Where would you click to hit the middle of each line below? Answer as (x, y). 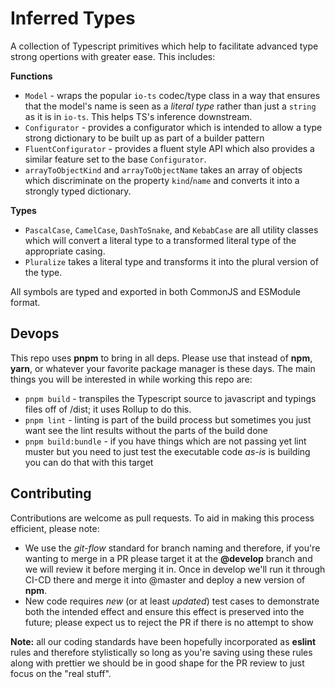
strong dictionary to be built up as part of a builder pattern (144, 138)
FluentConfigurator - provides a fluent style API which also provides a (169, 148)
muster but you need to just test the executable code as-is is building (167, 451)
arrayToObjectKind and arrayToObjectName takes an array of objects (163, 169)
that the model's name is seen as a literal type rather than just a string (170, 106)
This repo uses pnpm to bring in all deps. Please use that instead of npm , (161, 358)
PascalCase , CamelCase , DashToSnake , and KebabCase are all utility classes (171, 229)
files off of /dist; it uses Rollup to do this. (108, 409)
